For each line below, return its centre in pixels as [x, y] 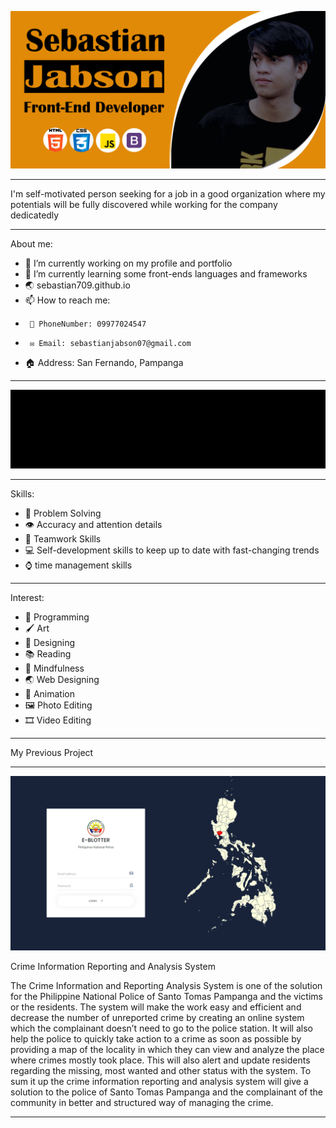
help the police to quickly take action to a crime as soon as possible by [156, 1038]
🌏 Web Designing [62, 679]
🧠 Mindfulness [54, 668]
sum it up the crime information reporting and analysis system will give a [159, 1081]
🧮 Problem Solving [63, 513]
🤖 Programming [57, 617]
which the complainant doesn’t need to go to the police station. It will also [161, 1028]
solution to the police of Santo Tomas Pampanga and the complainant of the [167, 1092]
